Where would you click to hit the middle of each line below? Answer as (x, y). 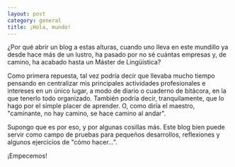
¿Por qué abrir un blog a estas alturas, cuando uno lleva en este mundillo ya (118, 47)
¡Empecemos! (27, 156)
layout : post (27, 14)
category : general (34, 21)
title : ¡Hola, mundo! (39, 27)
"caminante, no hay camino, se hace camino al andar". (87, 113)
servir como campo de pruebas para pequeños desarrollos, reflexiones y (114, 134)
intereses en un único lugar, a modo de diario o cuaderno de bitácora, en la (117, 91)
